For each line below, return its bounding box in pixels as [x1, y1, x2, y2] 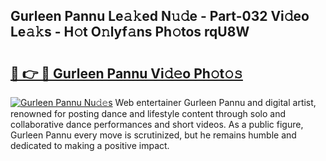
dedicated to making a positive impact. [10, 140, 170, 151]
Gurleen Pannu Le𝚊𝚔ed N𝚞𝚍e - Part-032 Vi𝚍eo [10, 8, 310, 25]
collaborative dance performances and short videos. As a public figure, [10, 119, 304, 130]
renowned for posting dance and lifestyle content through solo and [10, 108, 286, 119]
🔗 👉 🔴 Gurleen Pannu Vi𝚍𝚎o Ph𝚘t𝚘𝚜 [10, 65, 243, 82]
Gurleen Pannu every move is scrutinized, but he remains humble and [10, 129, 297, 141]
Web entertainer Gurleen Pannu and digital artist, [114, 97, 317, 108]
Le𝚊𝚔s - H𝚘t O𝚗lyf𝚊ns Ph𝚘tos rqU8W [10, 24, 250, 41]
